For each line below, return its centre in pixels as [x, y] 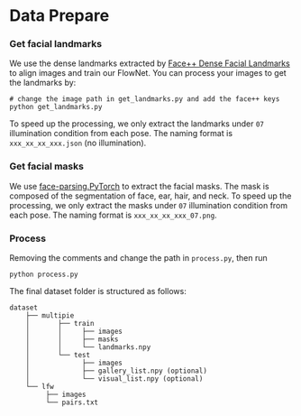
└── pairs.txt [72, 402]
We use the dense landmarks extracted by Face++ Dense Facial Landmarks [150, 63]
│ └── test [58, 356]
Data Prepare [59, 16]
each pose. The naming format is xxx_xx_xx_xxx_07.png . [114, 215]
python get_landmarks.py [56, 107]
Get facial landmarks [55, 44]
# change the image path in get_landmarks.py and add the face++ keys [145, 99]
